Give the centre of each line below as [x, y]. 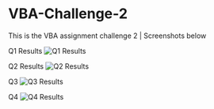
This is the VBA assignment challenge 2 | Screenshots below [107, 36]
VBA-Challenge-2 [68, 14]
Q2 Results [26, 66]
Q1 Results [25, 51]
